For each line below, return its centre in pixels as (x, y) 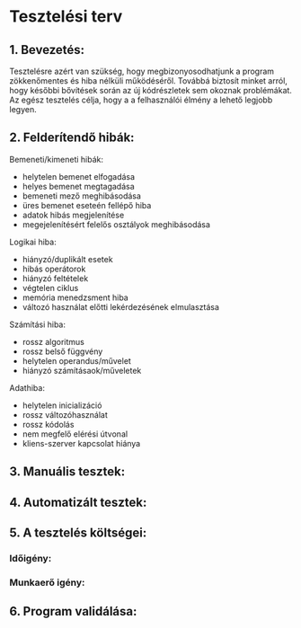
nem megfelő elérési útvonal (75, 434)
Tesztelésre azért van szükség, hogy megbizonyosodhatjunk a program (142, 71)
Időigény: (31, 558)
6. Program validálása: (73, 611)
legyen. (23, 109)
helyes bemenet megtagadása (78, 186)
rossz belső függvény (62, 351)
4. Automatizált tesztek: (78, 502)
